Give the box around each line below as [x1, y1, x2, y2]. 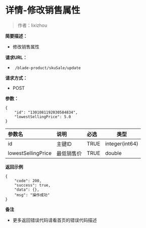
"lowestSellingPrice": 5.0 [14, 114, 71, 119]
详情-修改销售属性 [5, 5, 81, 16]
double [105, 149, 122, 156]
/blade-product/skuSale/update [15, 65, 81, 71]
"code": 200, [14, 178, 42, 183]
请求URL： [5, 54, 28, 61]
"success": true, [14, 183, 51, 188]
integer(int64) [105, 140, 139, 147]
